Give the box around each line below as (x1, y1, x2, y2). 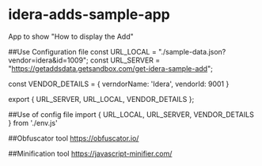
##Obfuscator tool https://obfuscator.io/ (8, 133, 139, 143)
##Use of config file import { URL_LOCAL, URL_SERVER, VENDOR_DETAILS (8, 109, 255, 119)
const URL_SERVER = (89, 55, 161, 65)
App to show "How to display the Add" (8, 32, 135, 41)
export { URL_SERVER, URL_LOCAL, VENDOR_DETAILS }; (8, 94, 195, 104)
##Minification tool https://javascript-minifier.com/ (8, 149, 173, 158)
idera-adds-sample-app (8, 6, 170, 24)
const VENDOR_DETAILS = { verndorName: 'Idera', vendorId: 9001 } (8, 79, 230, 89)
